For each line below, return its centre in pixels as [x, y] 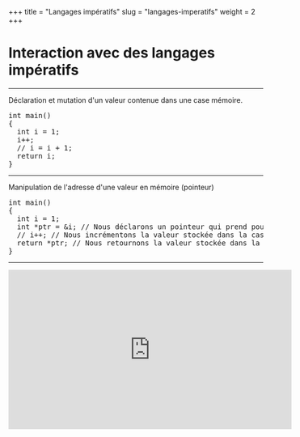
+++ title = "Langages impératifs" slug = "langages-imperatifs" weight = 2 [132, 12]
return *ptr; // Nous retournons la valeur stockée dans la [138, 243]
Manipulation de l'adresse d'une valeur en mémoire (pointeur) [111, 187]
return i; [36, 156]
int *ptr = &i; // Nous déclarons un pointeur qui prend [132, 227]
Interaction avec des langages [112, 53]
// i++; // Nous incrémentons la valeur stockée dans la [132, 235]
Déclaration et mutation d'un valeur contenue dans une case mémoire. [126, 100]
